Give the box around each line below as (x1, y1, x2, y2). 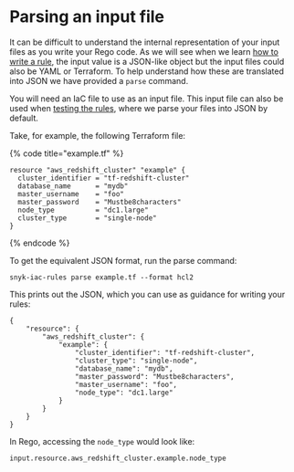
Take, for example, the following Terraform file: (9, 130, 185, 141)
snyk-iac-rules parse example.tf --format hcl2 (9, 272, 194, 282)
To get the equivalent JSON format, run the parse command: (9, 255, 237, 266)
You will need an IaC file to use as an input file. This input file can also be (9, 93, 284, 104)
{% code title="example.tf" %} (9, 148, 124, 159)
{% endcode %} (9, 237, 70, 248)
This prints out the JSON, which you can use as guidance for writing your (9, 288, 286, 299)
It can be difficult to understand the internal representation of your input (9, 37, 280, 47)
